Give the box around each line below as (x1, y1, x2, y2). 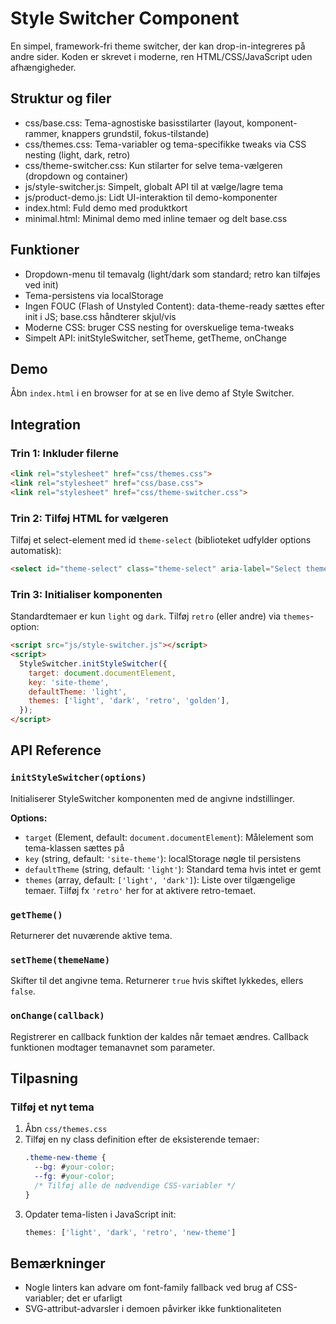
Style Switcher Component (10, 7, 240, 30)
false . (10, 985, 36, 997)
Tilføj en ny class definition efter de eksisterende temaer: (24, 1133, 260, 1146)
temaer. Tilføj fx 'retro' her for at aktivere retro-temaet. (24, 884, 257, 896)
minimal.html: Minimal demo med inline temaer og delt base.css (24, 212, 288, 224)
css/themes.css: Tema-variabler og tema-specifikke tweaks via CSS (24, 138, 307, 150)
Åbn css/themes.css (24, 1123, 108, 1135)
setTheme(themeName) (10, 954, 111, 966)
